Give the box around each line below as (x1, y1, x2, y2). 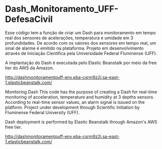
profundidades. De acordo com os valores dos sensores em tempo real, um (5, 40, 157, 46)
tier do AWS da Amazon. (5, 65, 54, 71)
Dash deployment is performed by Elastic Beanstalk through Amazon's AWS (5, 119, 158, 125)
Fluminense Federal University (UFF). (5, 109, 80, 115)
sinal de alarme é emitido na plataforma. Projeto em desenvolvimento (5, 45, 144, 51)
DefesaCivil (5, 14, 53, 25)
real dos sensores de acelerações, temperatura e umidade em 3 (5, 35, 134, 41)
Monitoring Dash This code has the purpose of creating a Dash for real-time (5, 89, 157, 95)
